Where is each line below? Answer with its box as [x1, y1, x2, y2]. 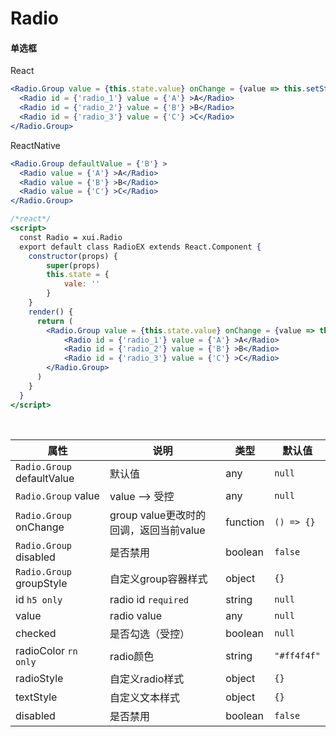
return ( [36, 316, 74, 326]
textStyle [15, 690, 58, 704]
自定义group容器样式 [109, 572, 208, 586]
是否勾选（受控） [109, 627, 191, 641]
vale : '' [63, 279, 101, 289]
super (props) [46, 260, 101, 271]
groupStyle [15, 576, 68, 590]
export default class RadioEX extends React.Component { [19, 242, 262, 252]
